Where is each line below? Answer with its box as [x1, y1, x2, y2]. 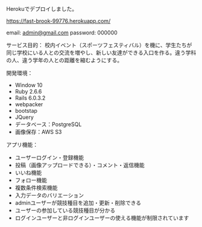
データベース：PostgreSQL [14, 121, 82, 128]
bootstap [14, 107, 38, 114]
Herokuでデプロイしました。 [6, 5, 77, 12]
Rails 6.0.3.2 [14, 94, 46, 101]
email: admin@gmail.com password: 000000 [6, 29, 118, 36]
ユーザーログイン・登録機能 [14, 154, 84, 161]
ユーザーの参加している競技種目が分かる [14, 207, 116, 214]
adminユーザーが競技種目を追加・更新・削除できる [14, 199, 142, 206]
